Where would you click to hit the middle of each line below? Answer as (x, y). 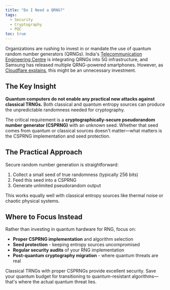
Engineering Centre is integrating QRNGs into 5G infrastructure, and (77, 59)
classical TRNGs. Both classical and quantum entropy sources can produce (85, 104)
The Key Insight (31, 86)
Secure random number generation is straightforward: (62, 164)
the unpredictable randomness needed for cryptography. (65, 110)
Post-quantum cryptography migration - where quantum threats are (86, 256)
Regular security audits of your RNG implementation (68, 250)
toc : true (16, 34)
